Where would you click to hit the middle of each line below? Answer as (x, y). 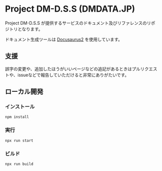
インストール (20, 107)
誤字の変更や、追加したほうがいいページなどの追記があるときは (68, 68)
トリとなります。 (26, 29)
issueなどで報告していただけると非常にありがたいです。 (73, 75)
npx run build (19, 164)
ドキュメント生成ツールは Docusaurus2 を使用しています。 (64, 39)
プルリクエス (145, 68)
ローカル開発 (24, 92)
